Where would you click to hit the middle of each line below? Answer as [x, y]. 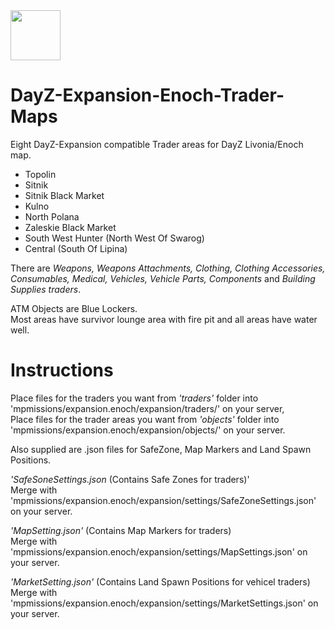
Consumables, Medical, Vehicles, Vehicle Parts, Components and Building [163, 278]
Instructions [62, 370]
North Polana [52, 216]
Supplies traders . [46, 289]
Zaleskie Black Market [70, 227]
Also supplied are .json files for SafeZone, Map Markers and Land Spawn [161, 449]
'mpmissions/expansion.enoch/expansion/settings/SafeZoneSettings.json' [163, 500]
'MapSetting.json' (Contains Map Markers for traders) [121, 530]
